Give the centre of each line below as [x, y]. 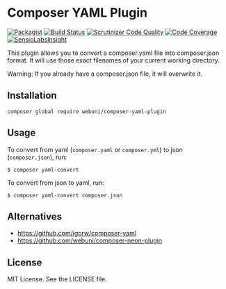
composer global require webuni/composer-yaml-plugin [87, 112]
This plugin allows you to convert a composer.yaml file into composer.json [113, 53]
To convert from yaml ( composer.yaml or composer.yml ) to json [95, 149]
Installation [32, 96]
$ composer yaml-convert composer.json [65, 195]
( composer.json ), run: [37, 157]
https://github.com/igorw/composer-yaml [77, 233]
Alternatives [35, 216]
